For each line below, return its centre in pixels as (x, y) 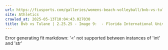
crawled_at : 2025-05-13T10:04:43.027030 (48, 19)
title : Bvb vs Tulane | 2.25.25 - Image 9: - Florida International (79, 24)
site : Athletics (22, 14)
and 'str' (14, 43)
